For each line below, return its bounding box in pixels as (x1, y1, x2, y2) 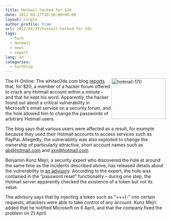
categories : (5, 59, 31, 65)
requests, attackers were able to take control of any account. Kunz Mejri (5, 199, 157, 206)
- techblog (10, 64, 33, 69)
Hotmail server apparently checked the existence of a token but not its (5, 179, 153, 185)
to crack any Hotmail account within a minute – (5, 89, 103, 95)
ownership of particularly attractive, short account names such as (5, 142, 144, 148)
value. (5, 184, 18, 191)
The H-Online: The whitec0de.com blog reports (5, 78, 105, 84)
